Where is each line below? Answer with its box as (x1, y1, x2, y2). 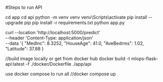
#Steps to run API (5, 5, 42, 10)
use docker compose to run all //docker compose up (5, 71, 116, 77)
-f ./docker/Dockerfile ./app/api (25, 61, 92, 67)
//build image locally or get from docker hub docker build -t (5, 56, 130, 62)
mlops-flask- (131, 56, 158, 62)
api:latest (5, 61, 25, 67)
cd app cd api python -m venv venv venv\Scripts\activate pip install (5, 14, 147, 20)
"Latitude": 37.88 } (5, 46, 44, 51)
